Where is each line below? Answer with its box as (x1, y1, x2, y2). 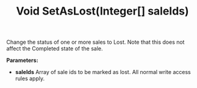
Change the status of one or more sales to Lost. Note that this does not (6, 38, 185, 46)
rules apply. (15, 75, 45, 83)
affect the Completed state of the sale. (6, 45, 103, 52)
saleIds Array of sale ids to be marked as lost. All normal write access (15, 69, 191, 76)
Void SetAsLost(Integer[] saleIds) (16, 4, 189, 18)
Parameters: (6, 56, 38, 64)
